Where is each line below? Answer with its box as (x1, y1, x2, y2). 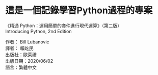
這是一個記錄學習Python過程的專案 (5, 5, 153, 16)
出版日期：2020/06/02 (5, 58, 54, 64)
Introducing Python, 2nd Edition (5, 28, 72, 34)
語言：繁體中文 (5, 64, 37, 70)
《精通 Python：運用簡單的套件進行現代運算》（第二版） (5, 22, 122, 29)
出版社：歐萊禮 (5, 52, 37, 58)
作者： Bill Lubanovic (5, 39, 49, 45)
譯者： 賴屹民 (5, 45, 34, 51)
